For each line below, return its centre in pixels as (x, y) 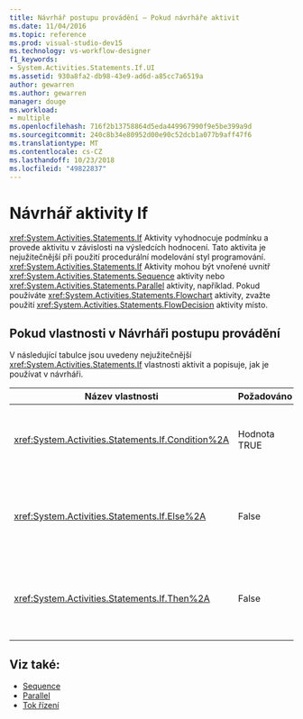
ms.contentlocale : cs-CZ (56, 151)
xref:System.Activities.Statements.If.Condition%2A (122, 440)
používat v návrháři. (46, 374)
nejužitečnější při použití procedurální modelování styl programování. (138, 257)
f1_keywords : (34, 59)
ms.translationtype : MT (54, 143)
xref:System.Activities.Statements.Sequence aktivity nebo (117, 277)
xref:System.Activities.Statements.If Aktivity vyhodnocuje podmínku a (139, 238)
